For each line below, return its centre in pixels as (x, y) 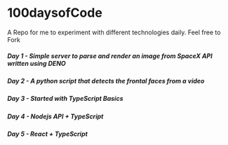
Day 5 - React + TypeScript (47, 134)
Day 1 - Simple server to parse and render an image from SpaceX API (110, 56)
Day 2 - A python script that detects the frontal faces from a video (106, 81)
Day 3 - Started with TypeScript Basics (65, 99)
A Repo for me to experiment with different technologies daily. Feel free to (114, 32)
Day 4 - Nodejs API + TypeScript (55, 116)
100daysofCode (55, 13)
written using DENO (37, 63)
